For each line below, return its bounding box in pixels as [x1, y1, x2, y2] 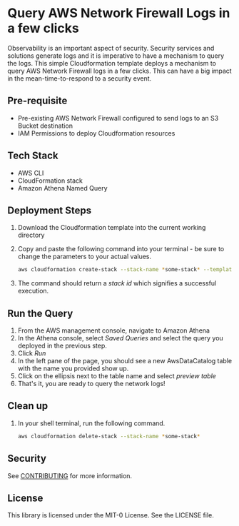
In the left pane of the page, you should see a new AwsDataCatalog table [17, 357, 233, 365]
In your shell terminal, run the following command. [17, 419, 166, 428]
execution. [17, 287, 49, 295]
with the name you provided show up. [17, 364, 129, 373]
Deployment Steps [7, 204, 91, 216]
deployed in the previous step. [17, 341, 107, 350]
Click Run [17, 349, 46, 358]
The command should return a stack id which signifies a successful [17, 279, 217, 288]
